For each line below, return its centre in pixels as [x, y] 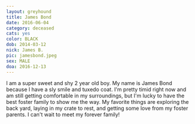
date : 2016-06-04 [28, 22]
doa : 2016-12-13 [26, 66]
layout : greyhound [29, 12]
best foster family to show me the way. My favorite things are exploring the [97, 102]
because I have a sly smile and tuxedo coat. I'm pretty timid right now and [96, 90]
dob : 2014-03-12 [26, 45]
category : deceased [30, 28]
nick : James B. [25, 50]
